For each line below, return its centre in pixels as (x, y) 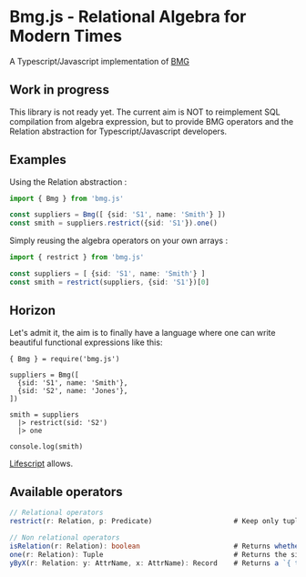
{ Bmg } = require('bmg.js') (65, 359)
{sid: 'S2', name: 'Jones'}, (73, 390)
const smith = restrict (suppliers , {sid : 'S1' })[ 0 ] (109, 282)
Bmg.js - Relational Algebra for (128, 17)
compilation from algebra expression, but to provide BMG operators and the (152, 121)
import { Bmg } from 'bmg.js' (67, 198)
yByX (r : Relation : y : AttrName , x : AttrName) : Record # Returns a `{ (150, 563)
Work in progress (59, 90)
